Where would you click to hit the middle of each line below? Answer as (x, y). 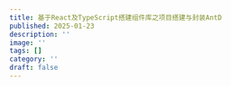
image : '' (28, 43)
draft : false (34, 68)
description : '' (40, 34)
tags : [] (26, 51)
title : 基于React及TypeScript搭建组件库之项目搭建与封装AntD (116, 17)
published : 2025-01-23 (52, 26)
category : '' (34, 59)
